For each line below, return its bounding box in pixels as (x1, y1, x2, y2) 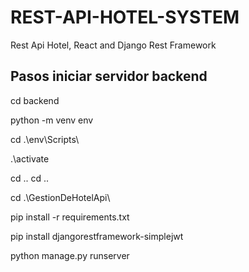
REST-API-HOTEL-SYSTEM (10, 6, 240, 29)
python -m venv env (10, 114, 94, 126)
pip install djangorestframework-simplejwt (10, 230, 184, 242)
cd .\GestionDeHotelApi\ (10, 191, 111, 203)
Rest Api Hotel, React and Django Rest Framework (10, 39, 217, 51)
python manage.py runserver (10, 249, 130, 261)
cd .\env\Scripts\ (10, 133, 80, 145)
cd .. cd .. (10, 172, 50, 184)
